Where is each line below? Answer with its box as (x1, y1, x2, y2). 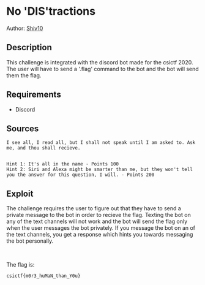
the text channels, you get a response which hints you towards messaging (6, 231, 193, 238)
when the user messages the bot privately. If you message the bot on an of (6, 224, 196, 232)
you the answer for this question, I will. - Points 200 (6, 172, 155, 178)
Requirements (6, 89, 61, 100)
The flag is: (6, 261, 35, 268)
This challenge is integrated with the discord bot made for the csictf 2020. (6, 58, 193, 66)
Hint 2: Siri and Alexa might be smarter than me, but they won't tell (6, 167, 193, 173)
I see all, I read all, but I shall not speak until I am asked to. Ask (6, 140, 196, 146)
